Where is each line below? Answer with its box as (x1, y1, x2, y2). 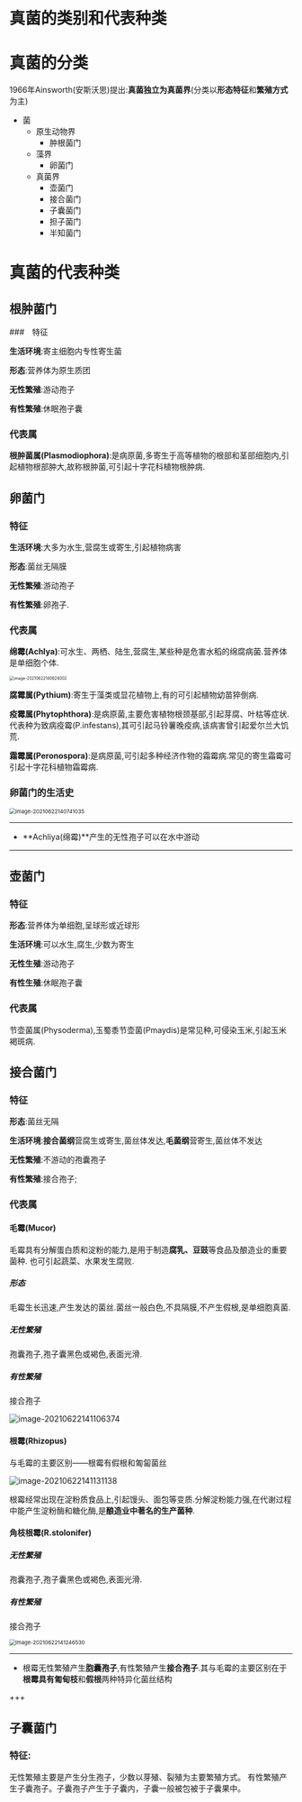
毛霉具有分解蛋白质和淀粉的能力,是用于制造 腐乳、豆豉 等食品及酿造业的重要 (9, 1244, 288, 1255)
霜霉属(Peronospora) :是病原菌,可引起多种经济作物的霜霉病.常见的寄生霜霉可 (9, 750, 292, 762)
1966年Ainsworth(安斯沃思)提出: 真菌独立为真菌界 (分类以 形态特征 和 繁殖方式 (9, 85, 289, 96)
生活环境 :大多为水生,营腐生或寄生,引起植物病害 (9, 542, 182, 553)
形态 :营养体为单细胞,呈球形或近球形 (9, 920, 141, 931)
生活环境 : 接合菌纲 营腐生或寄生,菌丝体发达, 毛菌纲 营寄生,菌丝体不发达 (9, 1135, 263, 1146)
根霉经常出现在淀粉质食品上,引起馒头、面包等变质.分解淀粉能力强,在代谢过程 (9, 1494, 292, 1505)
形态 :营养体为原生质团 (9, 365, 92, 376)
